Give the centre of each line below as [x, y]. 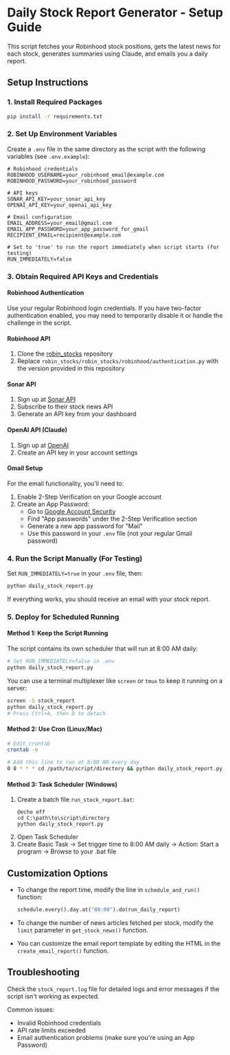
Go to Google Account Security [71, 511]
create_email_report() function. [63, 951]
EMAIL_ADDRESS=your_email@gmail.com [59, 223]
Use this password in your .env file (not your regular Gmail [110, 533]
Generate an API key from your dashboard [77, 414]
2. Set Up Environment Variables [62, 134]
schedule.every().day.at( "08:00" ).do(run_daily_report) [99, 910]
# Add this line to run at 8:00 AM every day [73, 762]
